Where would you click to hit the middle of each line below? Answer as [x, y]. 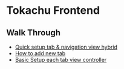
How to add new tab [40, 53]
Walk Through [34, 33]
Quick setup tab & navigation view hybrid [66, 47]
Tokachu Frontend [53, 10]
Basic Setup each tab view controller [61, 60]
